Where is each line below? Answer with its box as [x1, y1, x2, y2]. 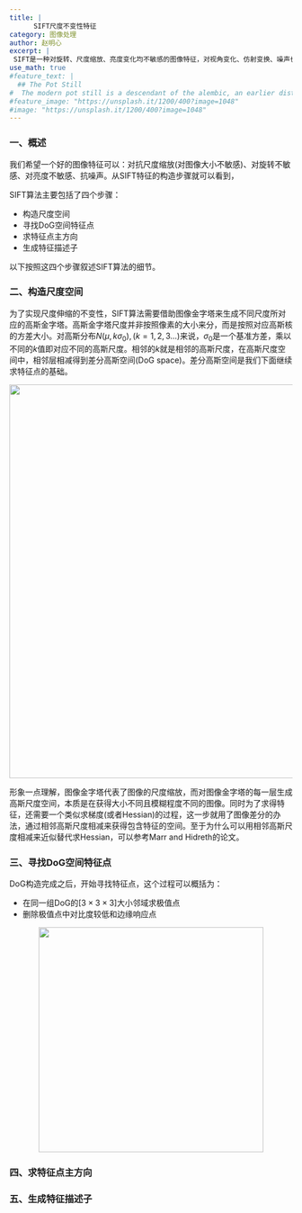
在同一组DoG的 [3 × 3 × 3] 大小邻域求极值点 [22, 897, 181, 908]
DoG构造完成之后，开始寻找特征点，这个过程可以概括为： [9, 878, 223, 889]
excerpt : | [9, 47, 50, 56]
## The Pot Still [17, 80, 83, 89]
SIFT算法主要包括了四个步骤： [9, 189, 121, 200]
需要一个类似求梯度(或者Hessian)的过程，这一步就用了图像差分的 [32, 809, 274, 820]
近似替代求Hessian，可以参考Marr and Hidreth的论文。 [40, 831, 244, 842]
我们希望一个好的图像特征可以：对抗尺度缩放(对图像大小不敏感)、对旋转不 [9, 158, 283, 169]
